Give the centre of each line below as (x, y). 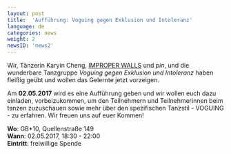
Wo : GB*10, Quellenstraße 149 (51, 129)
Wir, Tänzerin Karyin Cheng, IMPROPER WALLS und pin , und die (98, 65)
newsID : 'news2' (30, 46)
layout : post (26, 13)
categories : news (32, 33)
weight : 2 (21, 39)
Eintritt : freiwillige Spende (44, 143)
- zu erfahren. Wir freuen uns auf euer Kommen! (76, 115)
